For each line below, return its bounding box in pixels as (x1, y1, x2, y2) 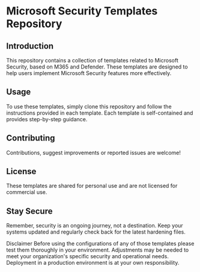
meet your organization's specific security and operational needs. (6, 253, 169, 260)
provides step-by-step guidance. (6, 115, 88, 122)
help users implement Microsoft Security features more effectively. (6, 70, 172, 76)
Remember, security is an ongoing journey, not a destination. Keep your (6, 222, 183, 229)
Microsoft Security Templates (6, 4, 158, 18)
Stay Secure (6, 206, 53, 216)
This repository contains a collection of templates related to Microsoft (6, 57, 179, 64)
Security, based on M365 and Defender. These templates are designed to (6, 63, 188, 70)
